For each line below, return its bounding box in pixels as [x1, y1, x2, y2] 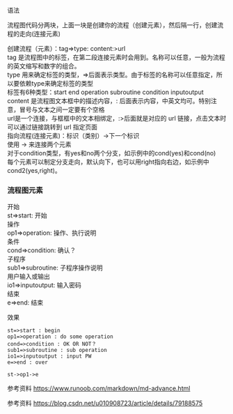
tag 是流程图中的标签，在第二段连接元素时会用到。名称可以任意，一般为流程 [7, 53, 226, 61]
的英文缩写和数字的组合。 [7, 62, 81, 70]
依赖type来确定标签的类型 [19, 79, 94, 87]
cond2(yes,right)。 [7, 167, 61, 174]
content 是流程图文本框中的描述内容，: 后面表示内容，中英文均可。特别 [7, 97, 211, 105]
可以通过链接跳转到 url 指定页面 [7, 123, 98, 131]
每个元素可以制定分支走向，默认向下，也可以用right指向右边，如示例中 [7, 158, 210, 166]
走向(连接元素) [19, 30, 61, 38]
